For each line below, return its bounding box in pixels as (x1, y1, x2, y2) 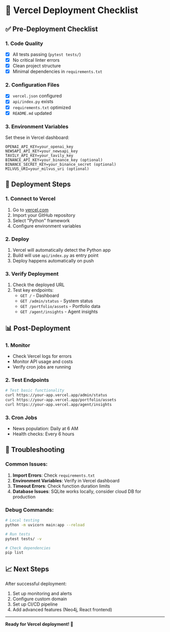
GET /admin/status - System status (20, 298, 93, 304)
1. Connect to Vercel (5, 195, 56, 202)
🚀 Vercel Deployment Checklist (5, 5, 138, 16)
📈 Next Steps (5, 565, 50, 573)
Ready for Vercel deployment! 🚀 (5, 621, 73, 627)
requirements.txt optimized (12, 104, 71, 110)
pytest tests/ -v (5, 536, 42, 541)
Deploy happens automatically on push (12, 257, 94, 263)
